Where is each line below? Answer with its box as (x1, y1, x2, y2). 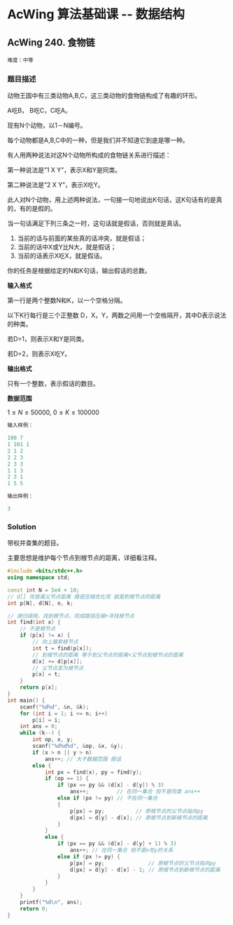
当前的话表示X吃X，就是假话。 (17, 251, 106, 260)
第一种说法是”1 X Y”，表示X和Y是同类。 (7, 166, 122, 174)
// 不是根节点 (20, 625, 56, 632)
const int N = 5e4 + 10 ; (7, 586, 80, 594)
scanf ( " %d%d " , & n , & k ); (20, 703, 90, 711)
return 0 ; (20, 905, 49, 912)
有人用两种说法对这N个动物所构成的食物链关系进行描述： (7, 151, 171, 160)
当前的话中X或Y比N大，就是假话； (17, 243, 117, 251)
